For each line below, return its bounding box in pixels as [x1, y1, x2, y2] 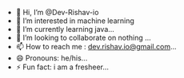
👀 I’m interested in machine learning [15, 16, 134, 25]
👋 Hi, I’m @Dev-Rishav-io [15, 8, 99, 17]
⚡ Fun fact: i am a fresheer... [15, 62, 110, 72]
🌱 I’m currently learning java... [15, 25, 114, 33]
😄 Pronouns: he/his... [15, 53, 88, 63]
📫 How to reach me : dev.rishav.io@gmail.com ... [15, 42, 178, 51]
